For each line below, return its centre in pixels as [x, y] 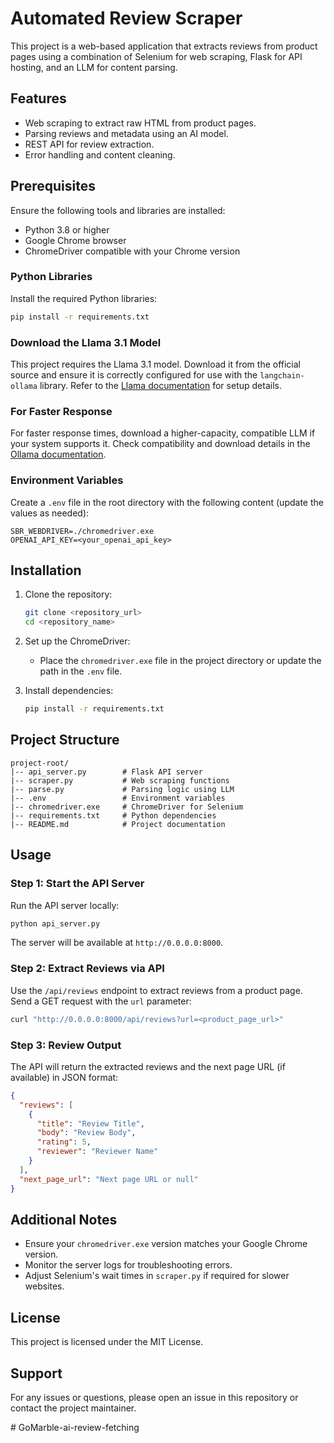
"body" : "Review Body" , [86, 1133]
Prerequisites [53, 186]
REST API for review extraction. [89, 144]
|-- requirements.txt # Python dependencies [113, 815]
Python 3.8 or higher [67, 229]
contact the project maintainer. [73, 1408]
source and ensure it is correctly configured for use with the [134, 375]
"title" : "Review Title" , [90, 1123]
